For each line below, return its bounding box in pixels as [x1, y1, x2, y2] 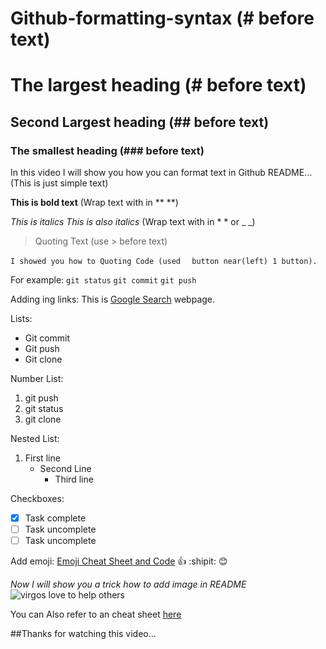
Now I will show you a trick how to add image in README [10, 578, 247, 591]
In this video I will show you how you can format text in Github [10, 167, 266, 179]
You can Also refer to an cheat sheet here [10, 608, 182, 621]
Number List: [10, 373, 64, 385]
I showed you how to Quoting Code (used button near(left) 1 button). [10, 257, 318, 267]
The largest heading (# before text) [10, 74, 307, 97]
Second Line [39, 463, 92, 475]
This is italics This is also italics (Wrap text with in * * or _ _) [10, 216, 256, 228]
